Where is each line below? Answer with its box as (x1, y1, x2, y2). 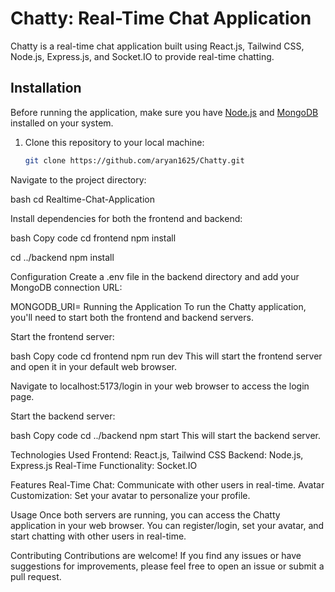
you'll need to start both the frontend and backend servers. (10, 311, 254, 323)
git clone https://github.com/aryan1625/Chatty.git (24, 155, 245, 166)
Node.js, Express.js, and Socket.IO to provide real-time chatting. (10, 50, 275, 62)
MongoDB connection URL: (10, 281, 123, 293)
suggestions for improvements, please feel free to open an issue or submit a (10, 560, 325, 572)
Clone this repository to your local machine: (24, 136, 205, 148)
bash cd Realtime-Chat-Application (10, 193, 155, 205)
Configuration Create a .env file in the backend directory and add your (10, 270, 300, 282)
